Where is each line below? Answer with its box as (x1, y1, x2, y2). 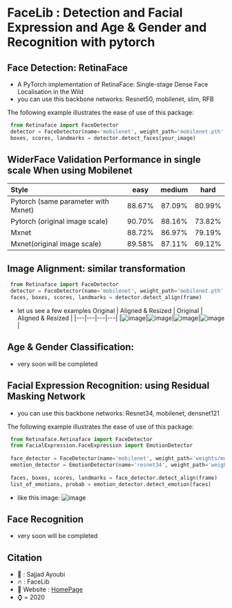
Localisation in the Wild (17, 88, 84, 96)
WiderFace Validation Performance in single (7, 154, 202, 166)
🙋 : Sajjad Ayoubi (17, 570, 66, 579)
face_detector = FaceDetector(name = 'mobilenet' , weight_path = (10, 455, 193, 462)
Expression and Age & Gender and (7, 19, 207, 35)
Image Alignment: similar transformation (7, 262, 186, 274)
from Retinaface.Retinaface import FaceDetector (10, 436, 153, 442)
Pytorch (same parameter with (10, 197, 109, 206)
